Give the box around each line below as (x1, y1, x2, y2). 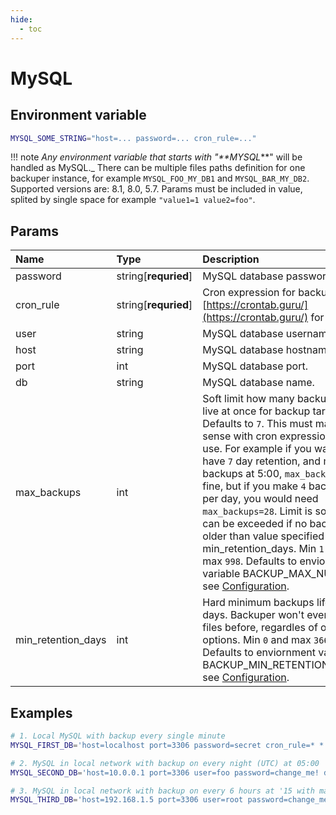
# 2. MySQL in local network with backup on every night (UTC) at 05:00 (10, 758, 320, 768)
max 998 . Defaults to (202, 554, 298, 568)
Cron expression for (202, 286, 296, 300)
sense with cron (202, 429, 278, 443)
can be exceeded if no (202, 517, 308, 531)
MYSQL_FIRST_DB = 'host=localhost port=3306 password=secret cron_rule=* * (10, 740, 325, 750)
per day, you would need (202, 492, 319, 506)
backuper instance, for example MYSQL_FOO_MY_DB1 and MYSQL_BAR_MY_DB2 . (10, 172, 310, 185)
